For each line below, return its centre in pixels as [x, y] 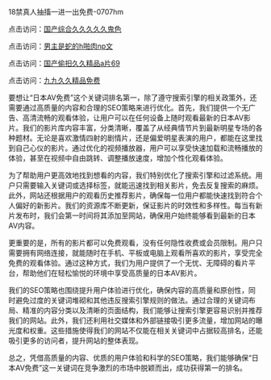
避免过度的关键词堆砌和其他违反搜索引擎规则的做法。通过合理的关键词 [131, 300]
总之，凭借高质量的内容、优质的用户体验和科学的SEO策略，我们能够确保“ [130, 358]
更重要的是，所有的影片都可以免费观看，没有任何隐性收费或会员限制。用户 [132, 243]
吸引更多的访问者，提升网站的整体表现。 [75, 340]
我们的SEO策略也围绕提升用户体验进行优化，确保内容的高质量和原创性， [129, 290]
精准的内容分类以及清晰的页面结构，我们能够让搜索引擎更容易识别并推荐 [142, 310]
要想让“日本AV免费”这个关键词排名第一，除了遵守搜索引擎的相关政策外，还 [133, 98]
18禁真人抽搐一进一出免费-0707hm [66, 12]
